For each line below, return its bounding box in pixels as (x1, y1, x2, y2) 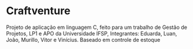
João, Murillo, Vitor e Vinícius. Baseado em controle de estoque (6, 36, 161, 43)
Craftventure (6, 4, 71, 18)
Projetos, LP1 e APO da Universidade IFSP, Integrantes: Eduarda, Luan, (6, 30, 178, 37)
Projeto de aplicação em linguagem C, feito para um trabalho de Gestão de (6, 24, 187, 31)
